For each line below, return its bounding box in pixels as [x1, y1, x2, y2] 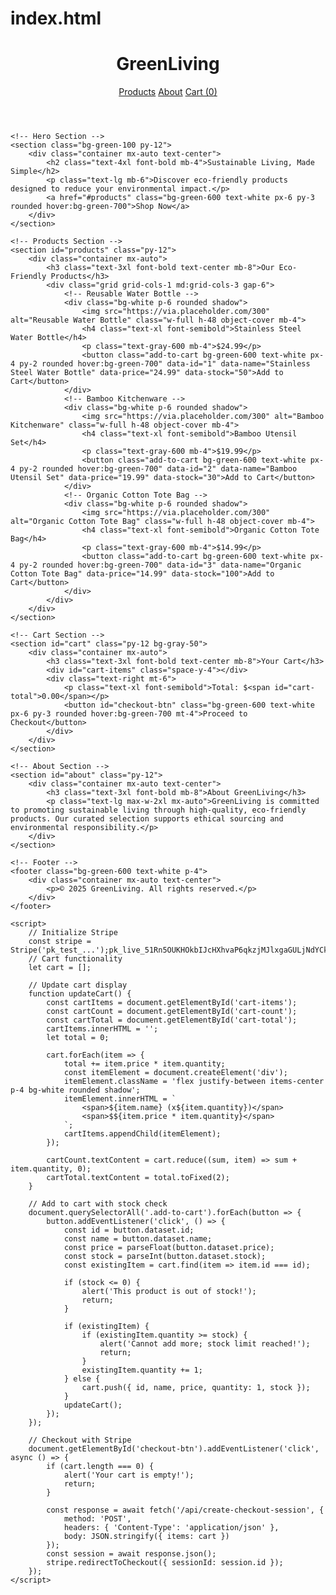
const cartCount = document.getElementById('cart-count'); [46, 1007, 298, 1017]
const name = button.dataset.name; [63, 1234, 213, 1244]
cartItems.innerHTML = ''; [46, 1024, 159, 1034]
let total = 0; [46, 1033, 110, 1043]
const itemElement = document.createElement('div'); [63, 1068, 288, 1078]
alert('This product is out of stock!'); [81, 1287, 257, 1297]
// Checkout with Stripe [28, 1435, 132, 1446]
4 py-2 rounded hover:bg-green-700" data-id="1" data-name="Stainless [10, 359, 311, 369]
